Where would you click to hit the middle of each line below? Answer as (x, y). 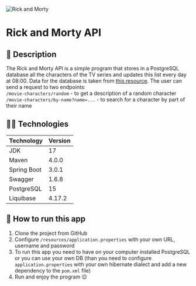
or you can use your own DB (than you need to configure (83, 258)
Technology (26, 141)
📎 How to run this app (46, 219)
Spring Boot (25, 169)
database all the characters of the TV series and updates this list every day (97, 74)
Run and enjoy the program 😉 (51, 277)
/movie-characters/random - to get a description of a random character (91, 93)
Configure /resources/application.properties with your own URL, (95, 239)
